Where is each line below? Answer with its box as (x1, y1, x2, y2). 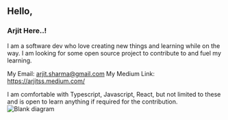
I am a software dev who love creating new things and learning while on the (7, 41, 220, 50)
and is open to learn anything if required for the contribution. (7, 97, 178, 106)
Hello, (7, 5, 33, 17)
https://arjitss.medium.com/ (7, 77, 86, 85)
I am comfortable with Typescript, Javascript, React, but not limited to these (7, 90, 221, 98)
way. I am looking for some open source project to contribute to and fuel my (7, 49, 221, 57)
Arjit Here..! (7, 26, 47, 36)
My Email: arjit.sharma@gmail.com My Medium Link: (7, 69, 155, 77)
